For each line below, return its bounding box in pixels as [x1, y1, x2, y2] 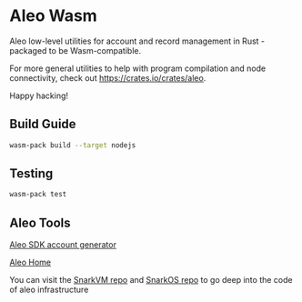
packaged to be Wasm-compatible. [9, 45, 142, 55]
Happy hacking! [9, 90, 69, 101]
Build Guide [9, 116, 76, 132]
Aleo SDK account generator [9, 239, 116, 250]
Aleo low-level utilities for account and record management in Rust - [9, 35, 266, 46]
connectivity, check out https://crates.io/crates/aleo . [9, 72, 206, 83]
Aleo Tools [9, 215, 71, 230]
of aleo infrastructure [9, 284, 89, 296]
